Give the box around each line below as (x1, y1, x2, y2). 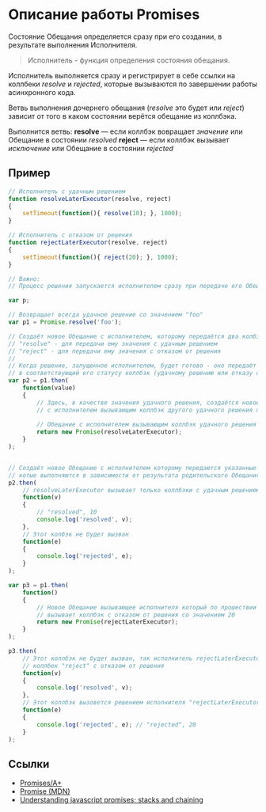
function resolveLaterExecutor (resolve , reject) (8, 195, 172, 203)
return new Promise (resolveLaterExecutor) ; (36, 428, 182, 436)
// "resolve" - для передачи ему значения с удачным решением (8, 340, 218, 347)
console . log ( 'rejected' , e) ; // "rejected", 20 (36, 720, 196, 729)
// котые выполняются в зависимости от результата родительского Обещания (8, 471, 260, 480)
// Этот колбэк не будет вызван (22, 530, 129, 538)
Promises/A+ (19, 778, 62, 788)
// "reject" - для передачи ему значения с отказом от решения (8, 347, 222, 355)
